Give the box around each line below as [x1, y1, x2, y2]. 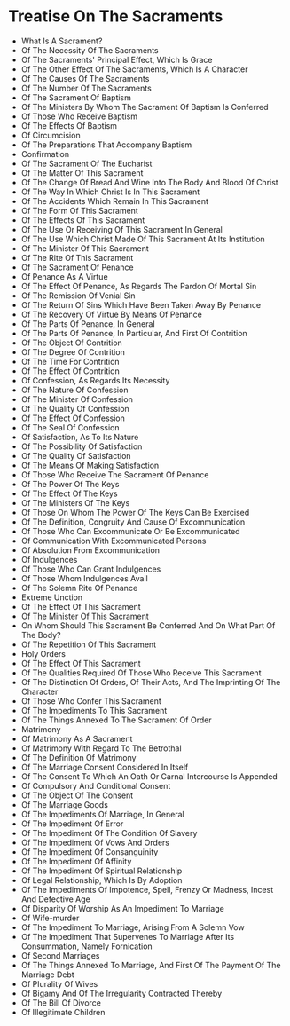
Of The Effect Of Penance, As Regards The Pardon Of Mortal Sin [20, 280, 257, 291]
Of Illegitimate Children [20, 1006, 106, 1017]
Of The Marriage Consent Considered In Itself [20, 762, 189, 772]
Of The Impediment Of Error [20, 818, 124, 829]
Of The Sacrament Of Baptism [20, 91, 132, 103]
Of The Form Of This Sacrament [20, 205, 138, 216]
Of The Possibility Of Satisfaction [20, 441, 143, 452]
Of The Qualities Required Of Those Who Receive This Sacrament [20, 667, 262, 678]
